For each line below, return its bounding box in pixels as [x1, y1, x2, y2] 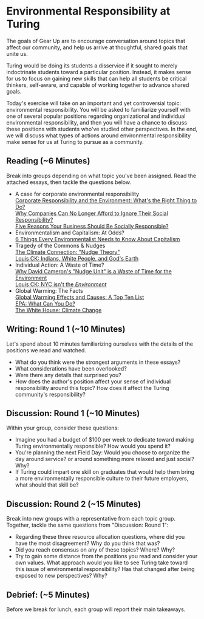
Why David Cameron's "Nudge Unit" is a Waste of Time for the [15, 267, 172, 275]
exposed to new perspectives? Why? [15, 572, 107, 580]
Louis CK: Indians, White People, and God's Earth [15, 255, 138, 262]
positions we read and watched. [6, 346, 87, 354]
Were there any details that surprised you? [15, 371, 121, 378]
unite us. [6, 50, 29, 57]
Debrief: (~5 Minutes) [6, 589, 90, 600]
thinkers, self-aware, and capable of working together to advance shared [6, 81, 189, 89]
